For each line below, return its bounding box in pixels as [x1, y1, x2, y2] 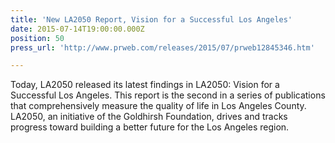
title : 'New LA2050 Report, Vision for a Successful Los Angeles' [10, 14, 293, 25]
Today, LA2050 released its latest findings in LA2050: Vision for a [10, 79, 280, 91]
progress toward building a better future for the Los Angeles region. [10, 121, 290, 133]
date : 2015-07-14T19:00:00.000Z [10, 24, 145, 34]
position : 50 [10, 33, 65, 43]
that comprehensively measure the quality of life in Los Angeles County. [10, 100, 307, 112]
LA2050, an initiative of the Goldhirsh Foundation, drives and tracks [10, 111, 288, 123]
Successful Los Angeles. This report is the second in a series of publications [10, 89, 326, 101]
